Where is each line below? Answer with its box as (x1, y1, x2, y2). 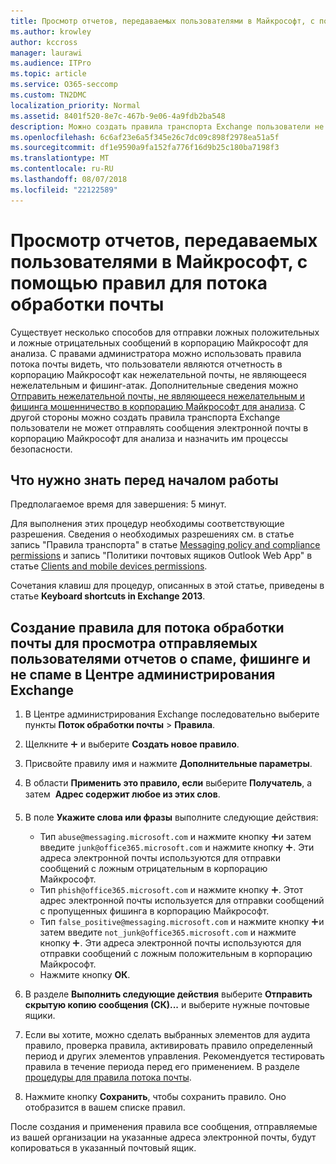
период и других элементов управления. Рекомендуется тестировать (24, 1050, 325, 1062)
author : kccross (10, 37, 78, 47)
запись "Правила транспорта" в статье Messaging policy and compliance (10, 539, 321, 551)
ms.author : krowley (10, 26, 92, 37)
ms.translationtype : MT (10, 153, 110, 164)
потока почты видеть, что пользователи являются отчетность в (10, 358, 283, 370)
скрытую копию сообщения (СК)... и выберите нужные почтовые (24, 999, 310, 1011)
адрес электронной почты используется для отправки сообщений (39, 895, 325, 907)
